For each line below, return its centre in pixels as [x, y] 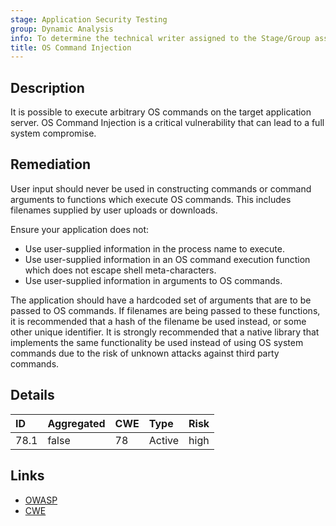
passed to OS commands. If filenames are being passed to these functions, [165, 310]
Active [164, 440]
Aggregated [76, 423]
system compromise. [53, 133]
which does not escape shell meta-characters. [120, 270]
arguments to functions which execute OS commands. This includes [151, 199]
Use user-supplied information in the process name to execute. [154, 248]
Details [32, 395]
